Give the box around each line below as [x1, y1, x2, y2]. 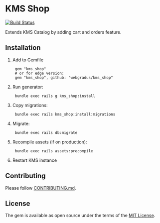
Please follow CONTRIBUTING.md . [5, 185, 76, 191]
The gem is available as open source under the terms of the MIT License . [5, 213, 156, 219]
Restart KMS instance [12, 157, 57, 163]
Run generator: [12, 84, 43, 90]
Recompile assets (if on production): [12, 139, 87, 145]
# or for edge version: [14, 71, 64, 76]
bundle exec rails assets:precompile [14, 148, 93, 153]
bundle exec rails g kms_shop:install [14, 93, 96, 99]
